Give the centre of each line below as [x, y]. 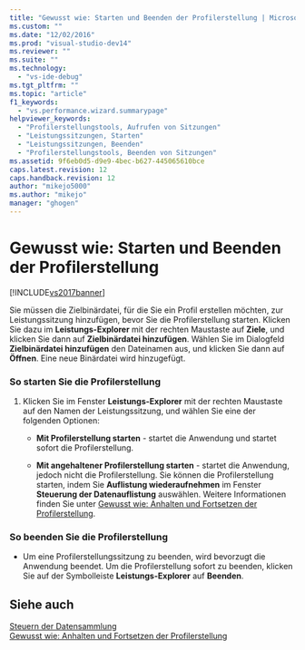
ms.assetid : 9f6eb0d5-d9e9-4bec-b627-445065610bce [107, 161]
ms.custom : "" [36, 26]
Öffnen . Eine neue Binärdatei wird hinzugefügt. [98, 358]
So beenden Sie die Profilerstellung [89, 538]
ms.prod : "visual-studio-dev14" [70, 43]
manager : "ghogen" [44, 204]
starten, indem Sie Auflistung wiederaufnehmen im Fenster [148, 485]
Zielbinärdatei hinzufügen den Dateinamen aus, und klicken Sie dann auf [147, 348]
